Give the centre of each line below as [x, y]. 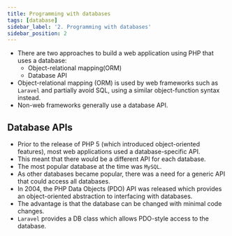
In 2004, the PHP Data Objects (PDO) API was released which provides [119, 189]
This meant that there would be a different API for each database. [111, 159]
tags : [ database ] [32, 20]
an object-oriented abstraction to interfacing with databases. [105, 196]
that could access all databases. [64, 181]
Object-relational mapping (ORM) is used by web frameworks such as [118, 83]
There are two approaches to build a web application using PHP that [116, 53]
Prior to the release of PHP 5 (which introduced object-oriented [109, 144]
